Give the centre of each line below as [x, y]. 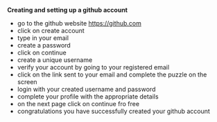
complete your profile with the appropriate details [88, 96]
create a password [44, 45]
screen [27, 82]
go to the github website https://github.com [79, 23]
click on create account [51, 31]
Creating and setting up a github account [68, 10]
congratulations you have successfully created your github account [113, 111]
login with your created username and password [86, 89]
